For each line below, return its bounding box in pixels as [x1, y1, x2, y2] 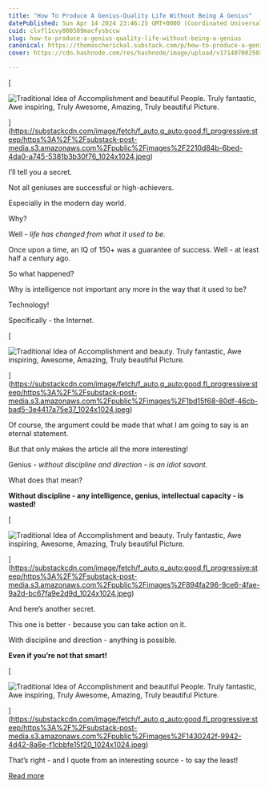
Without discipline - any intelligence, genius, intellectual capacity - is [8, 491, 244, 500]
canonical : [8, 42, 45, 50]
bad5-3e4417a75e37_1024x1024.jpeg [8, 405, 130, 414]
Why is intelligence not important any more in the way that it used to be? [8, 285, 247, 293]
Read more [8, 771, 45, 780]
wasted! [8, 499, 36, 509]
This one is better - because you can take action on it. [8, 620, 187, 629]
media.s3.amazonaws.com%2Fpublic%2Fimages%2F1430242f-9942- [8, 731, 242, 741]
